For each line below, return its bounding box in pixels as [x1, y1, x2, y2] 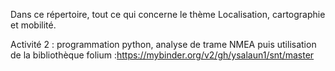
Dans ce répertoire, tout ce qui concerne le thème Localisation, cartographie [10, 9, 326, 20]
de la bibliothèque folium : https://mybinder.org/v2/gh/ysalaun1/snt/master [10, 49, 315, 61]
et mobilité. [10, 19, 57, 31]
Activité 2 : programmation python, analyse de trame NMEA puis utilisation [10, 39, 317, 50]
